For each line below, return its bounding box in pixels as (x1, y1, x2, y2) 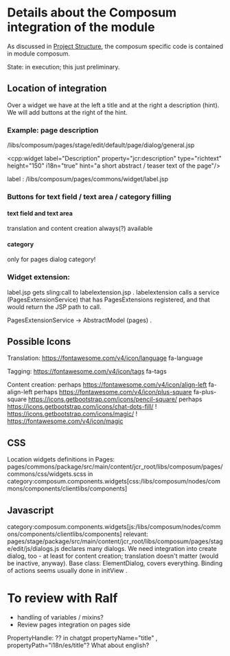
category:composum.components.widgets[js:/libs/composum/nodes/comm (7, 523, 221, 531)
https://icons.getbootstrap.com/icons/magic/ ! (7, 410, 138, 418)
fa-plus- (193, 388, 217, 396)
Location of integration (7, 82, 107, 94)
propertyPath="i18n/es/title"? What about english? (7, 641, 150, 650)
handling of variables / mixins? (16, 613, 104, 622)
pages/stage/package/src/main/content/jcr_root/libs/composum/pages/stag (7, 537, 223, 545)
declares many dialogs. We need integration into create (60, 545, 218, 553)
